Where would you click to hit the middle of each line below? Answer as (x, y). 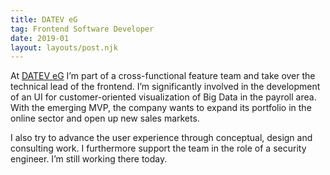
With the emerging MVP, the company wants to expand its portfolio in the (161, 108)
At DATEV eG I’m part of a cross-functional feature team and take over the (163, 76)
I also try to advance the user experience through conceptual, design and (161, 138)
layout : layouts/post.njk (64, 47)
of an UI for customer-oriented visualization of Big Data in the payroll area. (163, 97)
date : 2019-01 (40, 38)
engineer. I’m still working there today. (89, 159)
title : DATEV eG (44, 19)
